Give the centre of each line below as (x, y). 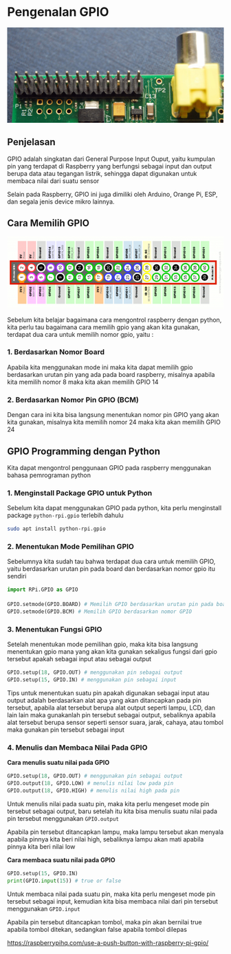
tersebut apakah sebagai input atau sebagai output (79, 659)
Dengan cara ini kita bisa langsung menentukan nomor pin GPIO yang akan (113, 415)
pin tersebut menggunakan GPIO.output (63, 818)
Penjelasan (32, 142)
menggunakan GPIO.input (44, 908)
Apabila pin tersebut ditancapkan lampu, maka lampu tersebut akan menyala (115, 832)
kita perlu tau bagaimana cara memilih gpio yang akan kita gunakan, (104, 327)
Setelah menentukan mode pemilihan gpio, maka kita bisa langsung (102, 644)
